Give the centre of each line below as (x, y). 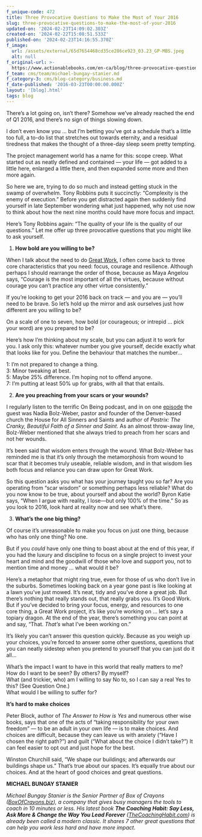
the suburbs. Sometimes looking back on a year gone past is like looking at (99, 586)
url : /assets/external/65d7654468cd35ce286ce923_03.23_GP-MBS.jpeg (98, 51)
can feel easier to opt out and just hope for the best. (71, 747)
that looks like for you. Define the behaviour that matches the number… (94, 353)
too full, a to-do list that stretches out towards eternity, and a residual (92, 137)
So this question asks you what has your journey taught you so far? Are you (100, 481)
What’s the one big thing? (48, 518)
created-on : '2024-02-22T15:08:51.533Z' (58, 34)
